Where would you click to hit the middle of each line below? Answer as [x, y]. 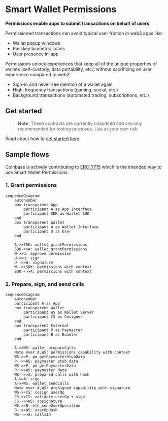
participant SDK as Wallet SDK [57, 214]
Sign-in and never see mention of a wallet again [62, 84]
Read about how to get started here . [43, 139]
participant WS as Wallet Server [59, 313]
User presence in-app [36, 54]
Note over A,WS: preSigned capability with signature [72, 388]
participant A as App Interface [58, 209]
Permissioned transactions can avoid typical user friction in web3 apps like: [84, 33]
